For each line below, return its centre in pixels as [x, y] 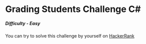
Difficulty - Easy [23, 23]
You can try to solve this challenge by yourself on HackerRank [70, 36]
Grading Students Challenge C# [73, 9]
